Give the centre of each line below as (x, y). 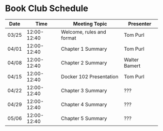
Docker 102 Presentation (90, 76)
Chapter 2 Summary (84, 62)
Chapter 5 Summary (84, 118)
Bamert (132, 66)
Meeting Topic (90, 24)
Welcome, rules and (84, 32)
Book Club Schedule (47, 8)
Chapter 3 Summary (84, 90)
